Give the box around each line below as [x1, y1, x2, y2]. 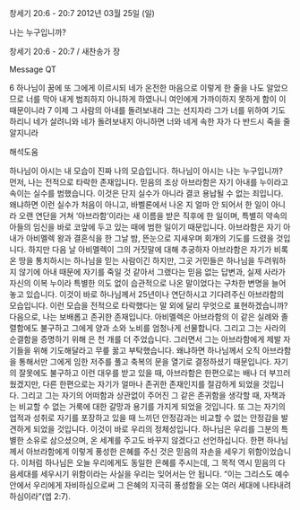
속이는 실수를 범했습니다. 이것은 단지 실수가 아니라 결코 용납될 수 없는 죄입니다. [9, 188, 284, 198]
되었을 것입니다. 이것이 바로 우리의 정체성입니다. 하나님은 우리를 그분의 [32, 424, 279, 434]
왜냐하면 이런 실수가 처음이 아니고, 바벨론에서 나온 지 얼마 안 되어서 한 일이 [9, 199, 270, 209]
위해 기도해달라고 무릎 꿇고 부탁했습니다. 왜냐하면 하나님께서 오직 [32, 345, 261, 356]
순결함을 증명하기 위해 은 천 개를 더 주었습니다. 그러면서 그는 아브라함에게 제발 [9, 334, 282, 344]
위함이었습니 [247, 446, 292, 456]
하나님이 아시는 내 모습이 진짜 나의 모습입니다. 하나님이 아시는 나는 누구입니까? [9, 165, 284, 176]
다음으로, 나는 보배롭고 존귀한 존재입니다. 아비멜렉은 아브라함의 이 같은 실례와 [9, 312, 279, 321]
